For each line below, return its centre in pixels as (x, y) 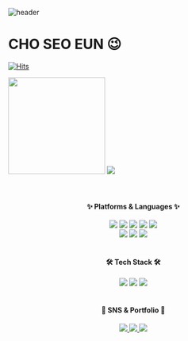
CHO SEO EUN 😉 (65, 44)
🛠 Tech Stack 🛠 (133, 262)
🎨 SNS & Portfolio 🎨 (133, 310)
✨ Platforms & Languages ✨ (133, 206)
